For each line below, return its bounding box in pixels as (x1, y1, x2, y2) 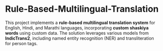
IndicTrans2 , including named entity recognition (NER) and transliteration (5, 35, 154, 41)
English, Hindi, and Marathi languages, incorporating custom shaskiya (5, 25, 149, 30)
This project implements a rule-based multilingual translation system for (5, 20, 156, 25)
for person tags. (5, 40, 38, 46)
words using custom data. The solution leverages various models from (5, 30, 149, 36)
